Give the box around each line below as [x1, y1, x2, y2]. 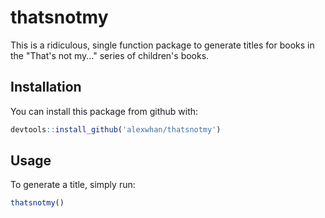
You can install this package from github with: [10, 105, 199, 117]
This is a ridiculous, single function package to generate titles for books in [10, 39, 315, 51]
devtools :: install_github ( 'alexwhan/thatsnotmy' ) [10, 124, 222, 135]
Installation [10, 79, 82, 96]
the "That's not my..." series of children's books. [10, 49, 210, 61]
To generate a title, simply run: [10, 179, 136, 191]
